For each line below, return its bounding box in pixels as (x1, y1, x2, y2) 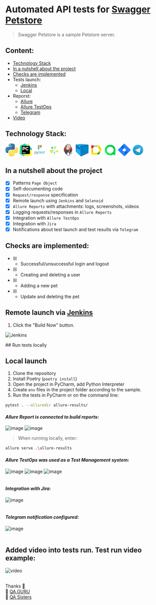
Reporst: (12, 92, 31, 99)
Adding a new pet (20, 282, 58, 289)
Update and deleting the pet (20, 293, 80, 299)
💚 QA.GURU (5, 588, 30, 594)
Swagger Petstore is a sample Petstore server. (17, 31, 116, 37)
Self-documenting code (12, 186, 63, 192)
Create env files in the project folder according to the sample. (12, 387, 142, 393)
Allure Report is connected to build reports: (5, 413, 99, 420)
